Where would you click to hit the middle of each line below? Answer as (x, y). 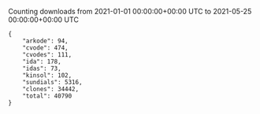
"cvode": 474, (45, 48)
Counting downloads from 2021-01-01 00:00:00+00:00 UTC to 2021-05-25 (130, 11)
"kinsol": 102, (47, 75)
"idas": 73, (42, 68)
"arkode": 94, (45, 41)
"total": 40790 (47, 96)
